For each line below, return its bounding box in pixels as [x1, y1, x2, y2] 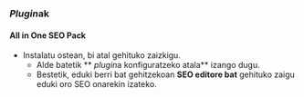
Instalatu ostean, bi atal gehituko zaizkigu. [22, 50, 181, 61]
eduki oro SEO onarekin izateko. [36, 79, 157, 90]
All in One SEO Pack [9, 30, 87, 41]
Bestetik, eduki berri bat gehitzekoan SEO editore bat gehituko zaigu [36, 69, 295, 80]
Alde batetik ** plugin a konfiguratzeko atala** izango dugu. [36, 60, 260, 71]
